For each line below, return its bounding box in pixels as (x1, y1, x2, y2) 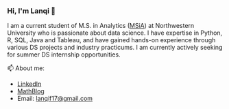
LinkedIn (16, 80, 42, 88)
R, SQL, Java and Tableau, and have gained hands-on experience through (7, 36, 216, 44)
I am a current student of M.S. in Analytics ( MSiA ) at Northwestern (7, 22, 195, 30)
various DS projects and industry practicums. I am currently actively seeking (7, 44, 223, 52)
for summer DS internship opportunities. (7, 50, 121, 59)
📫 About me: (7, 64, 45, 72)
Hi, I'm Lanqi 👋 (7, 6, 56, 16)
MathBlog (16, 87, 45, 95)
